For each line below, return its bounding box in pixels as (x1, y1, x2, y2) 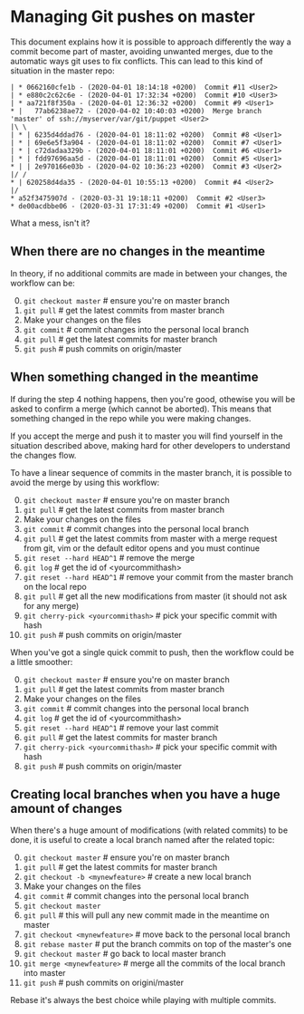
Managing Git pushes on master (10, 6, 256, 27)
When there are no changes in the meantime (10, 244, 266, 259)
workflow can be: (10, 277, 75, 288)
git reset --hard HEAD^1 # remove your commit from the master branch (23, 571, 294, 582)
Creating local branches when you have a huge (10, 787, 280, 802)
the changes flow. (10, 449, 77, 460)
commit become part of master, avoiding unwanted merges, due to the (10, 45, 274, 56)
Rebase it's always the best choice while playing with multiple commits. (10, 995, 277, 1006)
